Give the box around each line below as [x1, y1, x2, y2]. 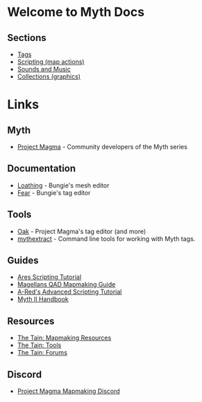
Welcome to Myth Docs [7, 4, 144, 20]
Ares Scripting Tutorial [17, 273, 82, 281]
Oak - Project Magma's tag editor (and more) [17, 227, 146, 235]
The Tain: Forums [17, 349, 68, 357]
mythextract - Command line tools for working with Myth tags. [17, 234, 196, 243]
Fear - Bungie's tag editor [17, 188, 91, 196]
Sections [7, 32, 47, 44]
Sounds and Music [17, 65, 71, 73]
